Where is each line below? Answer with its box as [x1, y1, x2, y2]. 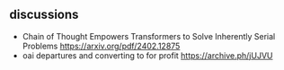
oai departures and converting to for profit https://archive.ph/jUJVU [22, 49, 273, 61]
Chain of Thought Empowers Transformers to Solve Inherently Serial [22, 31, 276, 41]
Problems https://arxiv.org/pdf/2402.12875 [22, 40, 181, 51]
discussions [9, 7, 79, 22]
